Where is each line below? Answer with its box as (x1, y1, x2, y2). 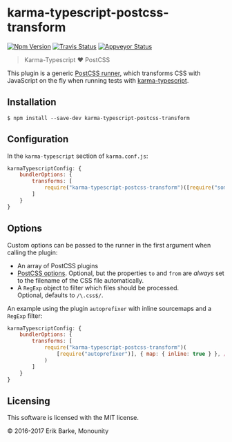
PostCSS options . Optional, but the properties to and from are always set (17, 269, 224, 277)
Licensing (7, 395, 50, 407)
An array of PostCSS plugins (17, 261, 99, 270)
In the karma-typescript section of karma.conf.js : (7, 152, 148, 160)
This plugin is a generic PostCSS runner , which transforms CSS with (7, 69, 201, 77)
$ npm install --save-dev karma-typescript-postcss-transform (7, 114, 190, 121)
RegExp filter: (7, 312, 43, 320)
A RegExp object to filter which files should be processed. (17, 283, 180, 292)
